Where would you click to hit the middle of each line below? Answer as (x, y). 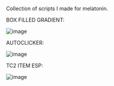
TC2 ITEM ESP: (25, 65)
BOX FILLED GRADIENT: (35, 20)
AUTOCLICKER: (25, 43)
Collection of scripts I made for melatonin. (57, 9)
